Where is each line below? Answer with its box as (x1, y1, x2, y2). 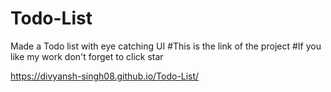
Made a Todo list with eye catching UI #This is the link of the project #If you (10, 40, 322, 52)
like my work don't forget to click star (10, 50, 164, 62)
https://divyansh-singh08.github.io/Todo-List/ (10, 70, 200, 82)
